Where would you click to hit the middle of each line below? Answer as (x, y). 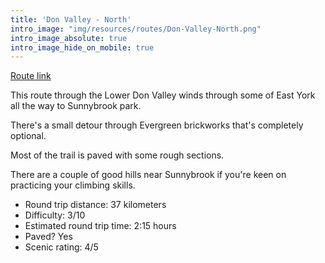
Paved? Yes (48, 237)
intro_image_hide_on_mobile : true (82, 47)
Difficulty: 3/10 (55, 215)
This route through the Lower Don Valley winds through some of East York (163, 95)
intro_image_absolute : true (69, 38)
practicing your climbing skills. (73, 185)
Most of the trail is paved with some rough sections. (117, 155)
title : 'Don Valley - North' (71, 19)
